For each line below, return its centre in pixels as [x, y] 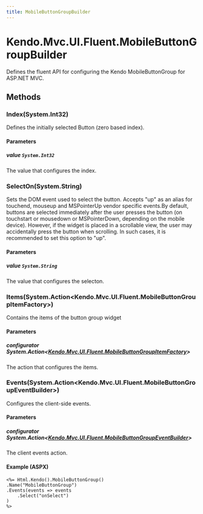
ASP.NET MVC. [25, 78]
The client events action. [37, 453]
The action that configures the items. [52, 367]
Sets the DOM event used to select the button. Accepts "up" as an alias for [99, 199]
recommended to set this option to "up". [56, 238]
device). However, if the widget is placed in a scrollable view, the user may [99, 225]
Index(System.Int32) [37, 114]
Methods [24, 97]
